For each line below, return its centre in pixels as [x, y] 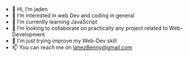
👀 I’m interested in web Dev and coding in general [73, 15]
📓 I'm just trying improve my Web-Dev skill [64, 41]
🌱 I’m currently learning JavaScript [54, 22]
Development [28, 34]
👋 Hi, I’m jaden [30, 9]
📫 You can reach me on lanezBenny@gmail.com [72, 47]
